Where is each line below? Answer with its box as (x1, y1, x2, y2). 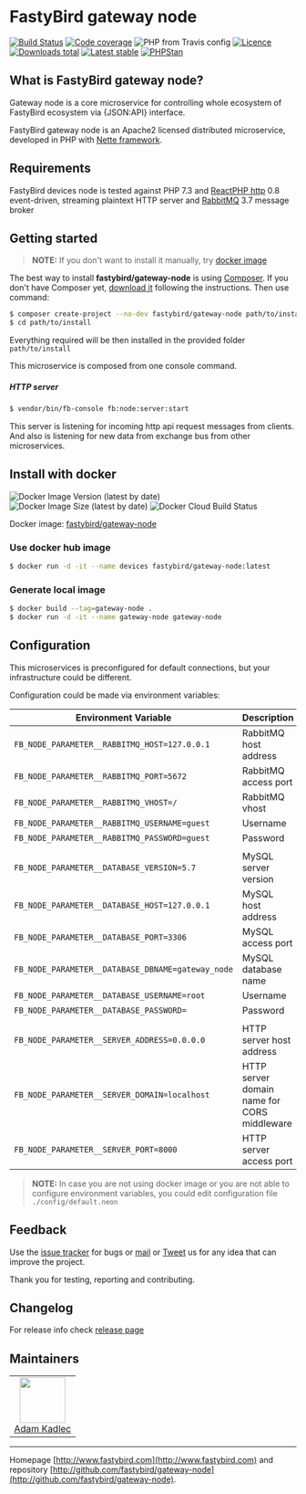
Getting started (9, 230, 98, 246)
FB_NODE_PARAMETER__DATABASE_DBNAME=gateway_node (14, 963, 234, 974)
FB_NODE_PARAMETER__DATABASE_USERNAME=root (14, 990, 206, 1001)
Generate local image (9, 583, 107, 595)
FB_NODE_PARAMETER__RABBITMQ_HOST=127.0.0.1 (14, 739, 210, 750)
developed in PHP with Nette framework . (9, 134, 162, 145)
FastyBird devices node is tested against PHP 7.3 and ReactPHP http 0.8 (9, 184, 280, 195)
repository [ (9, 1464, 54, 1476)
